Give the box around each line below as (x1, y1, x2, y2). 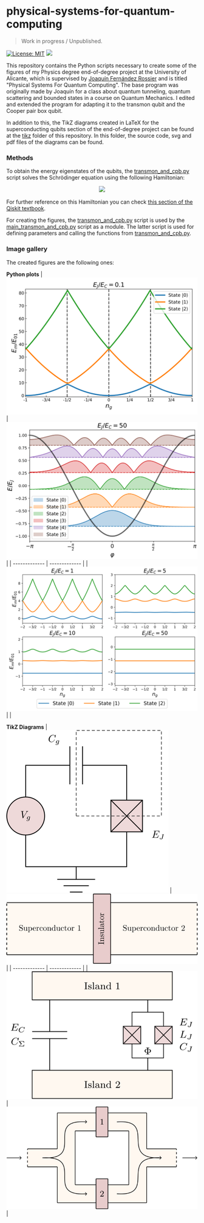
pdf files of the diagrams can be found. (6, 138, 104, 146)
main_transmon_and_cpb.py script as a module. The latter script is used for (6, 223, 194, 230)
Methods (6, 154, 33, 162)
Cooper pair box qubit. (6, 107, 63, 114)
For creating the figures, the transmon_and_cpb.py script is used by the (6, 216, 185, 224)
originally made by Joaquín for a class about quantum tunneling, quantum (6, 87, 191, 95)
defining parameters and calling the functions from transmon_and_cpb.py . (6, 230, 191, 237)
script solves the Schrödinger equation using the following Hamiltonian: (6, 174, 185, 181)
